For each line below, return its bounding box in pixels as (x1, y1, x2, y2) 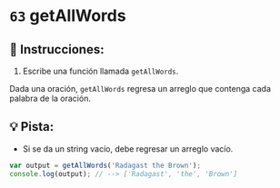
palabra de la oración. (9, 93, 91, 104)
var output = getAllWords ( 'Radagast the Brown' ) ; (9, 161, 202, 170)
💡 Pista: (9, 119, 55, 134)
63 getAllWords (9, 5, 126, 26)
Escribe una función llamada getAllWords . (22, 65, 179, 76)
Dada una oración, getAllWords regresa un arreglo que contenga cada (9, 84, 271, 94)
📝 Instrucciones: (9, 42, 105, 57)
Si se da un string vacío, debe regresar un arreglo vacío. (22, 143, 234, 154)
